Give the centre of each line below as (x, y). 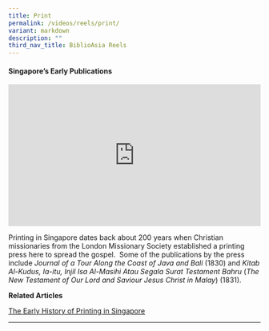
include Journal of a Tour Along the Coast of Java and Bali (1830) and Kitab (134, 263)
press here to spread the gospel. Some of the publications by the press (126, 254)
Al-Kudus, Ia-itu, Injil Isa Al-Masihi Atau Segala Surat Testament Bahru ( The (134, 271)
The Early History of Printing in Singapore (77, 311)
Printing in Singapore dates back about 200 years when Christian (116, 237)
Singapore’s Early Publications (60, 71)
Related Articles (36, 295)
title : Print (30, 16)
